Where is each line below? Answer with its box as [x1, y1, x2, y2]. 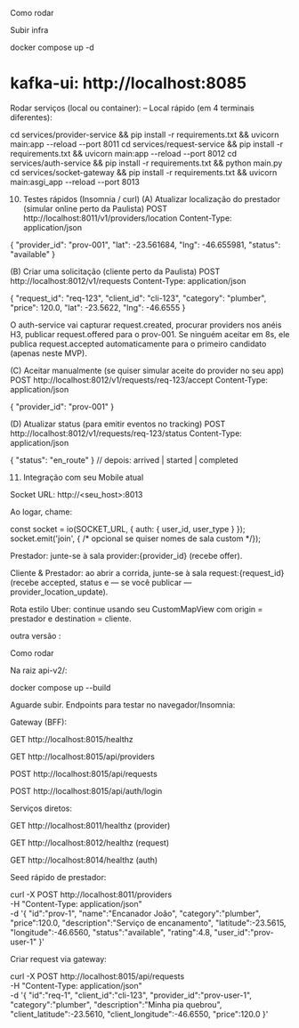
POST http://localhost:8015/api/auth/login [10, 785, 163, 796]
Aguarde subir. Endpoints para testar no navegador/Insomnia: [10, 699, 236, 710]
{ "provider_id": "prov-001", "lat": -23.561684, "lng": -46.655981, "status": [10, 239, 281, 250]
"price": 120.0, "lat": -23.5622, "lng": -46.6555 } [10, 302, 186, 312]
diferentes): [10, 111, 53, 123]
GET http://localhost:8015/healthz [10, 733, 133, 744]
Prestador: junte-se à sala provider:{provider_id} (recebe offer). [10, 550, 243, 561]
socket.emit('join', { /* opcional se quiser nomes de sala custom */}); [10, 533, 262, 544]
